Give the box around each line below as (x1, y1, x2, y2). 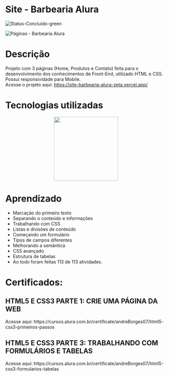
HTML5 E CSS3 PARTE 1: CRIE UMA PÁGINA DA (5, 297, 158, 305)
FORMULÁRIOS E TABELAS (5, 347, 93, 356)
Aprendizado (5, 193, 62, 204)
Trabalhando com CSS (12, 220, 60, 227)
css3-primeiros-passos (5, 324, 55, 330)
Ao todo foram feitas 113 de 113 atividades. (12, 258, 102, 264)
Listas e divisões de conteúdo (12, 226, 76, 232)
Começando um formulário (12, 231, 70, 237)
